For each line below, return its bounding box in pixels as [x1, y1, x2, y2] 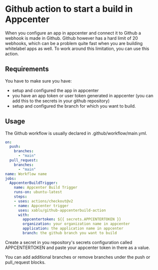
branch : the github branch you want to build [23, 231, 117, 236]
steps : [14, 194, 27, 199]
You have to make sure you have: [5, 78, 72, 84]
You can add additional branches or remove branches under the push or [5, 254, 151, 260]
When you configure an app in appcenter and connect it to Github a [5, 30, 141, 36]
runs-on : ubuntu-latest [14, 190, 63, 195]
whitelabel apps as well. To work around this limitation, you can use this [5, 45, 149, 51]
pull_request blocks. [5, 259, 46, 265]
